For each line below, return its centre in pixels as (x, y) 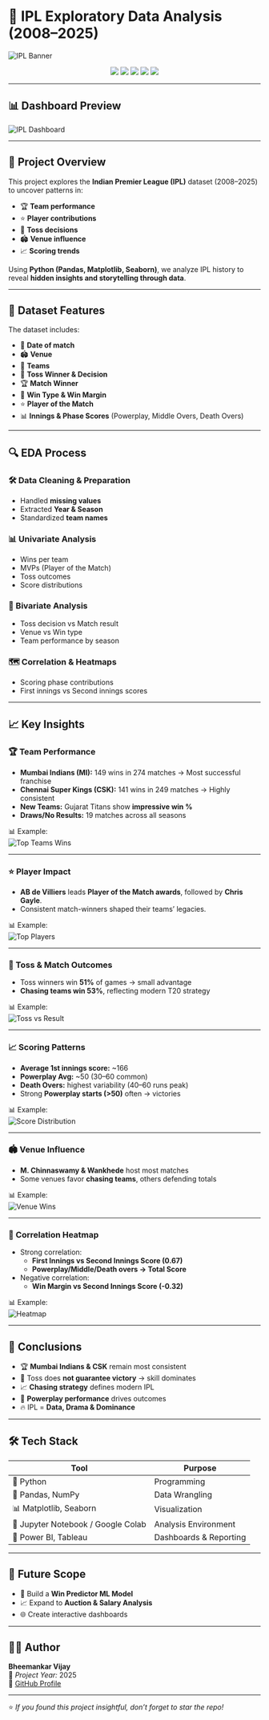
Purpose (200, 1468)
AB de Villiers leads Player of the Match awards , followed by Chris (131, 892)
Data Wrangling (183, 1494)
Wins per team (44, 559)
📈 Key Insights (47, 724)
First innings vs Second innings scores (84, 690)
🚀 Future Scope (47, 1574)
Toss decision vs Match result (69, 623)
